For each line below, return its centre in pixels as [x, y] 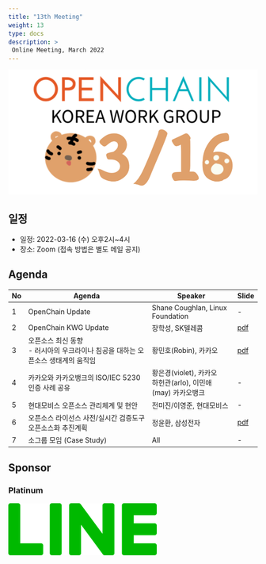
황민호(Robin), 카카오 [185, 350]
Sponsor [30, 468]
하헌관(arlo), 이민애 [182, 383]
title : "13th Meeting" [46, 17]
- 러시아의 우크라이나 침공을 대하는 [82, 350]
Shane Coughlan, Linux [189, 307]
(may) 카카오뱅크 [179, 393]
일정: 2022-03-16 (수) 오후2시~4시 [75, 239]
